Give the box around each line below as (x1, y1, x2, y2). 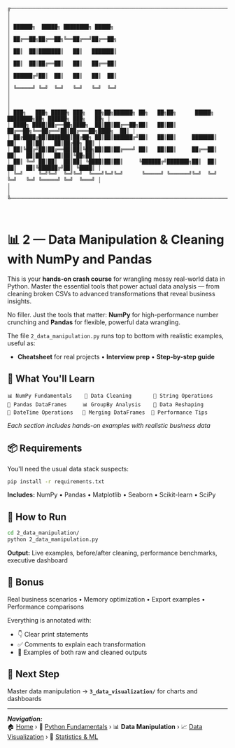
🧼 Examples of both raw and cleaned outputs (17, 648, 148, 656)
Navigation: (7, 714, 43, 723)
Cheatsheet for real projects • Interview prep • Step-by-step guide (17, 352, 215, 361)
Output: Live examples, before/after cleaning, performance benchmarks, (7, 549, 218, 557)
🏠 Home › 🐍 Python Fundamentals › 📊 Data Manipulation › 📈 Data (7, 722, 203, 730)
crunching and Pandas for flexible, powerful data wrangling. (7, 318, 180, 326)
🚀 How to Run (7, 511, 67, 522)
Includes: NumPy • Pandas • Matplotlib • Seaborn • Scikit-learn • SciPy (7, 490, 216, 499)
